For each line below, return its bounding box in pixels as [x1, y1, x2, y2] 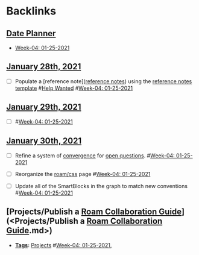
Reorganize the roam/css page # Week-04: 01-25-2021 [14, 170, 151, 177]
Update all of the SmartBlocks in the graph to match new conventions [14, 182, 188, 189]
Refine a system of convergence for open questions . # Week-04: [14, 152, 175, 159]
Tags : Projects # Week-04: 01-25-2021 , [14, 241, 112, 248]
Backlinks [6, 4, 57, 18]
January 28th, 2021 [6, 61, 81, 72]
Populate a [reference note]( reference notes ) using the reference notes [14, 77, 192, 85]
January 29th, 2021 [6, 102, 81, 112]
